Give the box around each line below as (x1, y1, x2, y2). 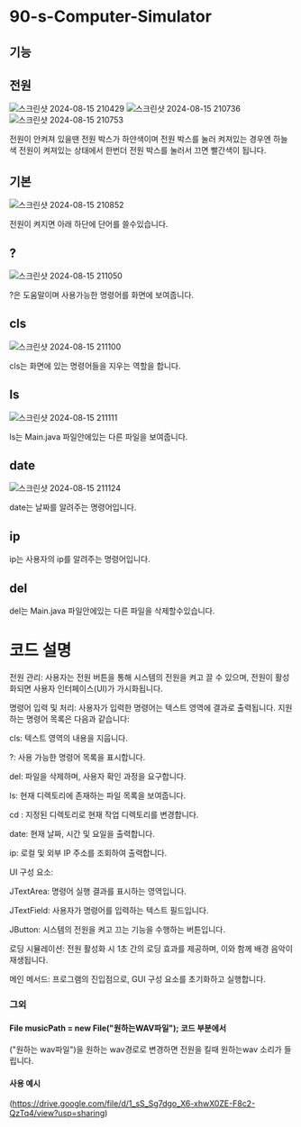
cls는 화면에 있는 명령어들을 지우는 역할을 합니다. (9, 360, 182, 371)
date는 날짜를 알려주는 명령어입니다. (9, 502, 137, 513)
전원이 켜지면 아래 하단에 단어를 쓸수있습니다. (9, 219, 169, 230)
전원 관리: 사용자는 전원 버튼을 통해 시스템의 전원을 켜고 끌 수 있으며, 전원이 (9, 672, 273, 683)
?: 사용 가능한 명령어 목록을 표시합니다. (9, 752, 146, 763)
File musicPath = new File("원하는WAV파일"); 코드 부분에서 (9, 1022, 227, 1033)
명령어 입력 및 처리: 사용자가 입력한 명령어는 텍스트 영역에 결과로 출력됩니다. (9, 703, 277, 713)
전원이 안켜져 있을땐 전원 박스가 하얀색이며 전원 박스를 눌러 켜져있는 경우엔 (9, 133, 272, 145)
